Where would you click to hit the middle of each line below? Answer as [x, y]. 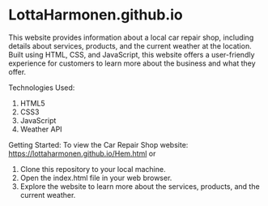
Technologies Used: [42, 88]
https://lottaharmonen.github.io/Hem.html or [82, 153]
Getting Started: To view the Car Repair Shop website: [98, 144]
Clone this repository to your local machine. [93, 169]
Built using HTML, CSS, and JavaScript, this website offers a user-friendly [132, 54]
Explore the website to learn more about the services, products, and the [140, 186]
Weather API [41, 129]
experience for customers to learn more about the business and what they [132, 63]
